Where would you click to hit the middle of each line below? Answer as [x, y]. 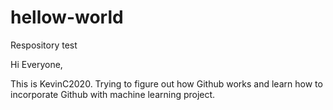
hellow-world [67, 17]
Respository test [44, 45]
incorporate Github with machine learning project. [113, 94]
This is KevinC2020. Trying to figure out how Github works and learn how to [166, 83]
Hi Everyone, [36, 64]
